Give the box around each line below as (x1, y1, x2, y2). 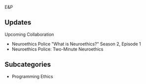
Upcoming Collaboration (4, 31, 54, 37)
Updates (4, 18, 32, 27)
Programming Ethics (11, 73, 53, 79)
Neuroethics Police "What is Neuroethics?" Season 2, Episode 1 (11, 41, 141, 47)
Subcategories (4, 60, 51, 69)
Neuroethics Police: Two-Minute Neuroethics (11, 46, 104, 52)
